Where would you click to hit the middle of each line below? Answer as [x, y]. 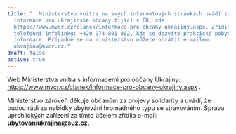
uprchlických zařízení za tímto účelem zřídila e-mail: [83, 115]
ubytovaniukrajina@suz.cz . [48, 123]
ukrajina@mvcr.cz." [42, 46]
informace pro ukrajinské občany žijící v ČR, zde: [91, 20]
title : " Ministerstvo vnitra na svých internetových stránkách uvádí [114, 14]
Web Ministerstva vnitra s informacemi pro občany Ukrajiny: [94, 79]
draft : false [26, 53]
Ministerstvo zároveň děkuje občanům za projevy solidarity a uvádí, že [110, 100]
